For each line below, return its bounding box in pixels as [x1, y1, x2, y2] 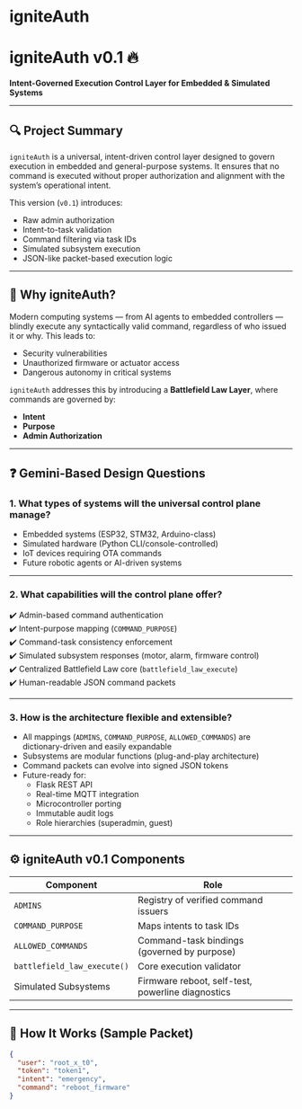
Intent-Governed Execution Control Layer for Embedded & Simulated [9, 78, 271, 89]
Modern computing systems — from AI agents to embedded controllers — [9, 311, 284, 322]
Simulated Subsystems [13, 980, 111, 992]
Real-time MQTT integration [35, 789, 139, 800]
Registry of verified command [138, 893, 263, 906]
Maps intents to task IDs [138, 919, 240, 932]
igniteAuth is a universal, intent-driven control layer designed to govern [9, 151, 276, 162]
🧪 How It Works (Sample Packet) [9, 1026, 194, 1042]
